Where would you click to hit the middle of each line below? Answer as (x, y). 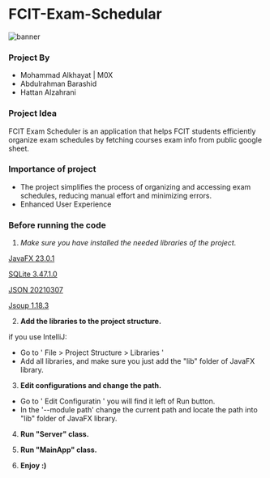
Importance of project (52, 169)
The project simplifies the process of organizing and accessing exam (135, 186)
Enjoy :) (33, 466)
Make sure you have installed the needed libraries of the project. (128, 243)
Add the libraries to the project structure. (91, 322)
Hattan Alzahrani (48, 92)
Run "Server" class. (54, 434)
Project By (29, 58)
